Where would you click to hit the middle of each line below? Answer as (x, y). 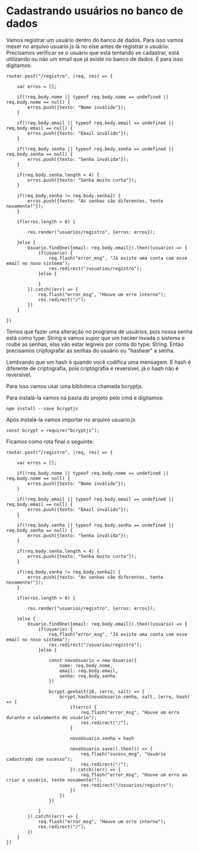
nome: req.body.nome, (86, 666)
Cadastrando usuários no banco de (95, 11)
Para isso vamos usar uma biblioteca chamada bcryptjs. (75, 386)
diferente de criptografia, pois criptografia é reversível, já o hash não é (92, 368)
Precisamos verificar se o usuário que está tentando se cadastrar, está (93, 52)
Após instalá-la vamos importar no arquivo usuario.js (71, 420)
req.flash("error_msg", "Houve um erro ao (134, 775)
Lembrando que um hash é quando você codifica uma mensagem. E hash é (99, 362)
